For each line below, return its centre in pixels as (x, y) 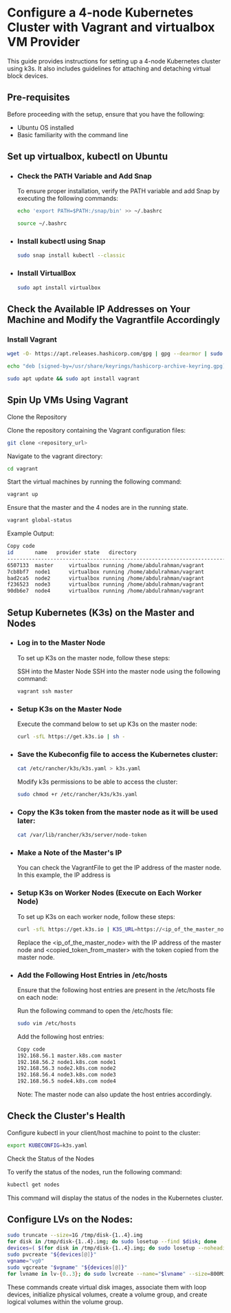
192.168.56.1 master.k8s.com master (69, 1056)
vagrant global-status (40, 520)
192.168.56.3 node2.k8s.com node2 (66, 1068)
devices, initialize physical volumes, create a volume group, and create (107, 1294)
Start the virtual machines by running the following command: (95, 482)
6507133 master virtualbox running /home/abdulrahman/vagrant (106, 565)
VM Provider (44, 42)
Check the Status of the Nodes (51, 1158)
